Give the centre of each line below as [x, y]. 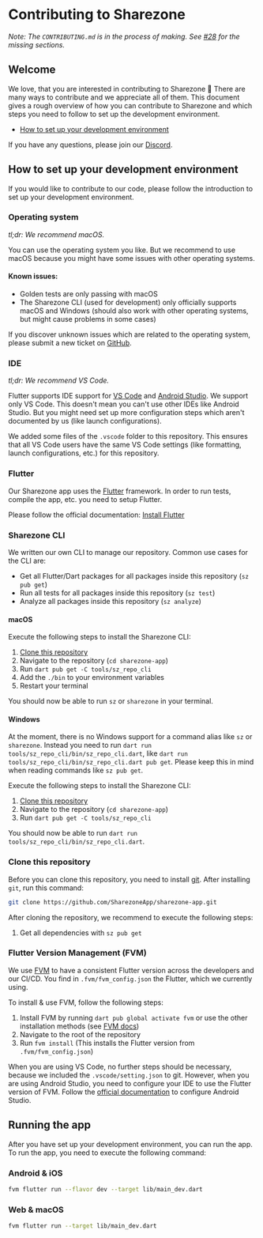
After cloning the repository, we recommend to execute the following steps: [131, 917]
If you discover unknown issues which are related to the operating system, [129, 334]
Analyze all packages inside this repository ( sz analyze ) [110, 601]
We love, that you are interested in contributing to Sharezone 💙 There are [127, 89]
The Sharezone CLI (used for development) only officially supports [128, 303]
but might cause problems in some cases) [88, 319]
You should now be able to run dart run [73, 833]
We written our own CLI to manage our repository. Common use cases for [128, 552]
